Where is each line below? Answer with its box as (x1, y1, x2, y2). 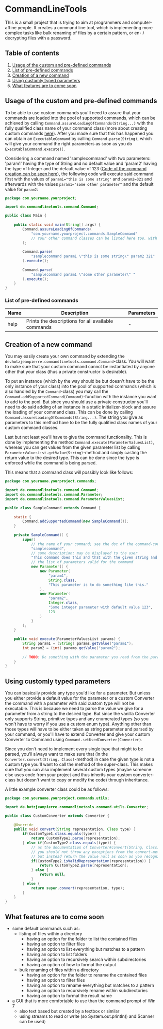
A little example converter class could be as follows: (5, 786, 109, 792)
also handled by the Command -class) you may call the (5, 389, 109, 394)
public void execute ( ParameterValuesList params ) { (14, 637, 120, 641)
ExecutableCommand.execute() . (5, 146, 65, 152)
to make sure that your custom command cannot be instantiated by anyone (5, 364, 155, 370)
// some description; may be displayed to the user (31, 550, 138, 555)
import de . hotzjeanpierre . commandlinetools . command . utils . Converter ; (5, 804, 149, 809)
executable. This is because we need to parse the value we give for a (5, 706, 144, 711)
